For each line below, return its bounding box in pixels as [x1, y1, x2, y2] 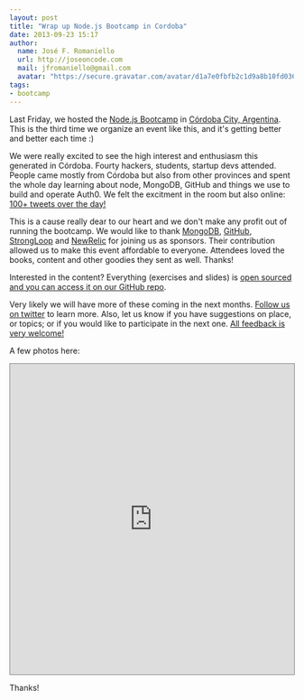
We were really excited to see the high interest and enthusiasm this [9, 150, 259, 161]
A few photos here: [9, 345, 80, 356]
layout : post [9, 13, 59, 23]
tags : [9, 80, 30, 89]
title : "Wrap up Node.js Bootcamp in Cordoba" [9, 22, 188, 31]
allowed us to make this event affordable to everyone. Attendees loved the [9, 245, 286, 256]
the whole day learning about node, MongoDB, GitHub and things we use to [9, 179, 290, 190]
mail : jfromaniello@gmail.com [17, 64, 131, 73]
